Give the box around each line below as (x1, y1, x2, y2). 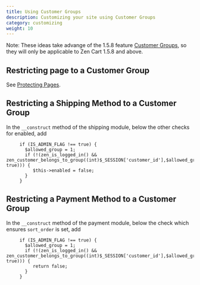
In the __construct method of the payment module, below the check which (6, 219, 189, 227)
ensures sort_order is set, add (6, 225, 81, 233)
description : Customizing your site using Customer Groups (6, 14, 156, 20)
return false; (32, 263, 68, 269)
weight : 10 (6, 25, 33, 32)
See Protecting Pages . (6, 81, 61, 88)
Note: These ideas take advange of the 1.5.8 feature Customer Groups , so (6, 42, 187, 49)
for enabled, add (6, 129, 47, 137)
